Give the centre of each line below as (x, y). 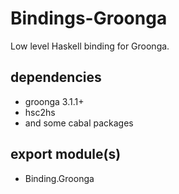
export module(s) (66, 154)
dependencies (56, 77)
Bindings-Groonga (89, 18)
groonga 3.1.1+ (54, 101)
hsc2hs (40, 112)
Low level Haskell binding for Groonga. (90, 46)
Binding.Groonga (59, 178)
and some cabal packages (79, 123)
